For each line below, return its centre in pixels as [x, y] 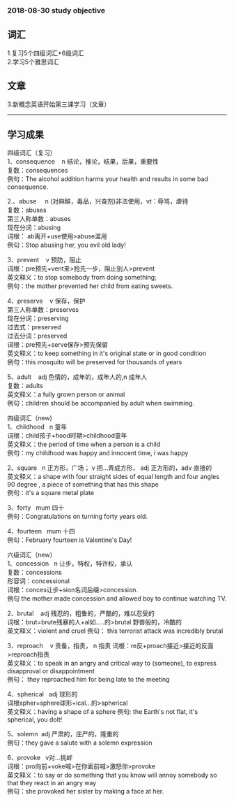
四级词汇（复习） [32, 153]
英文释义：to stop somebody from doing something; [82, 278]
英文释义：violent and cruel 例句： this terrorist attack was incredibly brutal [115, 631]
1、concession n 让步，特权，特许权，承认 [70, 564]
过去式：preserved [34, 327]
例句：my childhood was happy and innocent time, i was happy [98, 453]
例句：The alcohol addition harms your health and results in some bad [108, 179]
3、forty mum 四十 [36, 508]
